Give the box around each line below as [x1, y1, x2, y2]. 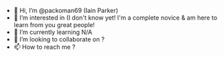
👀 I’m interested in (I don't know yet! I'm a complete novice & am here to [13, 14, 218, 22]
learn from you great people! [13, 21, 95, 28]
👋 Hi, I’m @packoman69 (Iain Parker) [13, 7, 119, 14]
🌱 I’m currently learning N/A [13, 28, 93, 36]
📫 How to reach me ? [13, 43, 76, 51]
